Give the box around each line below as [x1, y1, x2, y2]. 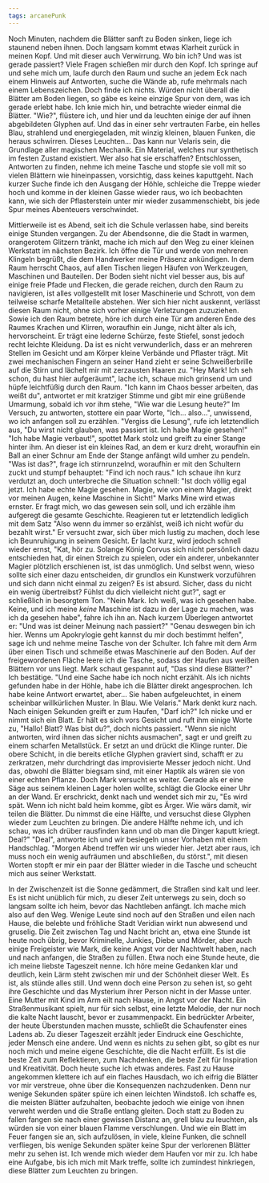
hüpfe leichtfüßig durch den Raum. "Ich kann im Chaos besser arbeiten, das [8, 382, 259, 392]
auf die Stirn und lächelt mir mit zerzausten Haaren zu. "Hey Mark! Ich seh [8, 365, 254, 374]
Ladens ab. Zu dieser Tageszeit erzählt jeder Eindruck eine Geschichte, [8, 1029, 244, 1038]
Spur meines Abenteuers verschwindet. [8, 204, 139, 214]
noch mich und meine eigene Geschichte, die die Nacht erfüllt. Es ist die [8, 1046, 247, 1056]
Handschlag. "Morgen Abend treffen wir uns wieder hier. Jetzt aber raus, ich [8, 842, 261, 852]
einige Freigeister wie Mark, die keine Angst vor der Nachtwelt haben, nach [8, 944, 257, 953]
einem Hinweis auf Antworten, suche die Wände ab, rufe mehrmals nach [8, 76, 247, 86]
